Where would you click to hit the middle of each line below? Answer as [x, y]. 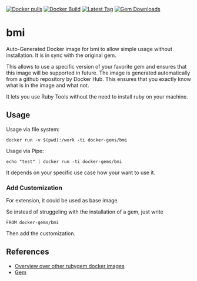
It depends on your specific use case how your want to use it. [81, 172]
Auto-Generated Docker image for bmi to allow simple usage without [89, 49]
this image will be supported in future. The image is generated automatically [98, 73]
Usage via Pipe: [25, 151]
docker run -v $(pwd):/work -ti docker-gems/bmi [67, 140]
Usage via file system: [33, 129]
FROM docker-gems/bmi [33, 223]
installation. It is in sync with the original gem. [61, 55]
